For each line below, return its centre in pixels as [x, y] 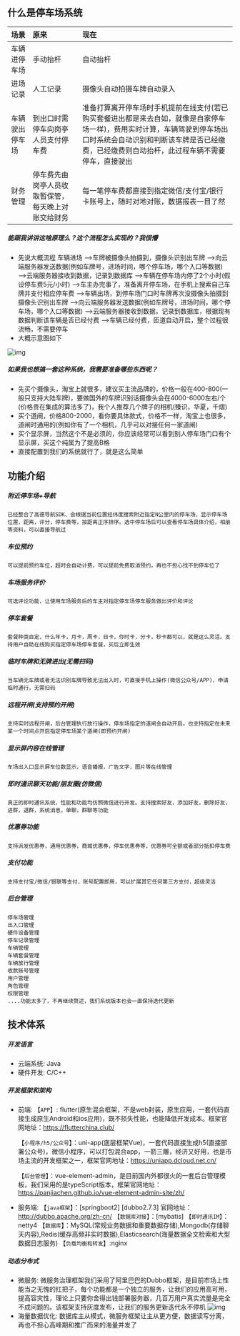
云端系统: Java [39, 1064]
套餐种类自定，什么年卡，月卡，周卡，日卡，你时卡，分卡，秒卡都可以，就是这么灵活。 [116, 637]
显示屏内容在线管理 [36, 748]
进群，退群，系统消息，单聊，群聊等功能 [58, 810]
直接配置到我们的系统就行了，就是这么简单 [80, 451]
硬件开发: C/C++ [42, 1073]
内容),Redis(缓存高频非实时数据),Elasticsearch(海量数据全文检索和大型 [127, 1234]
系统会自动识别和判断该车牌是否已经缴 [161, 139]
